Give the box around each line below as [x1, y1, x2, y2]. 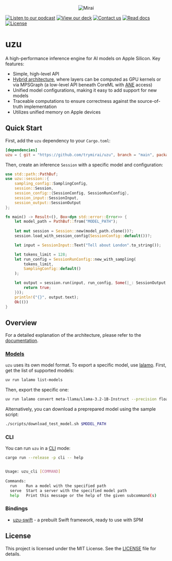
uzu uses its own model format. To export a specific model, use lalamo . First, [5, 362, 166, 368]
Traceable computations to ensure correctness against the [12, 98, 137, 104]
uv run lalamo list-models [5, 377, 63, 383]
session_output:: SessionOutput [14, 200, 81, 205]
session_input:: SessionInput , [14, 195, 79, 201]
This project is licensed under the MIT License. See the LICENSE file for [5, 545, 157, 551]
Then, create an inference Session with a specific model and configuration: [5, 161, 163, 168]
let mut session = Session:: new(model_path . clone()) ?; [14, 229, 134, 234]
